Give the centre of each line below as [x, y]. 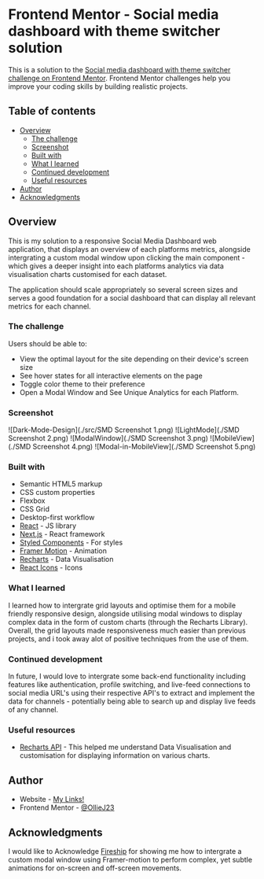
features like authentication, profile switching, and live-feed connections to [129, 685]
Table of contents [52, 111]
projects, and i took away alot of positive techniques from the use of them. [128, 638]
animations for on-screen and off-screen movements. [95, 868]
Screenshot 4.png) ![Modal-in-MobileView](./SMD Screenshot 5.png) [144, 447]
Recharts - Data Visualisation [66, 560]
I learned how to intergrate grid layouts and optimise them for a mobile [122, 605]
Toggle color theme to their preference [82, 384]
